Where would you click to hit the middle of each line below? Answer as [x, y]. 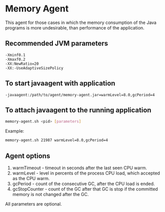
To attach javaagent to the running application [78, 110]
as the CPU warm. [31, 178]
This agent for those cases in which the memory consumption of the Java [81, 22]
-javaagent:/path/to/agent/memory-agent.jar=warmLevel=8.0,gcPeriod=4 [80, 95]
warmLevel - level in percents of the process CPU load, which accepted [86, 173]
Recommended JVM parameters [57, 44]
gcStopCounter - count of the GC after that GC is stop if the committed [85, 189]
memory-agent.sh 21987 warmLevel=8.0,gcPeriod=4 [57, 140]
